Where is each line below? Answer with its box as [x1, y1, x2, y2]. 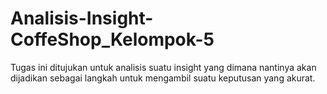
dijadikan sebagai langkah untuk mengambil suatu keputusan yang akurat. [10, 72, 316, 84]
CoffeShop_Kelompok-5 [10, 28, 215, 51]
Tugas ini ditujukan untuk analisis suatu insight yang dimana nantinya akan [10, 61, 317, 73]
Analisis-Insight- [10, 7, 154, 30]
